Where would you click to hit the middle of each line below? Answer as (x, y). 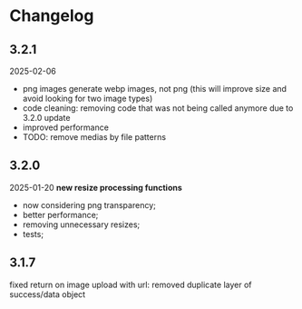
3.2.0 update (46, 118)
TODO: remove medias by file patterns (94, 137)
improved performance (65, 127)
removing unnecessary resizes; (81, 224)
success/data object (48, 294)
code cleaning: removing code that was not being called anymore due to (158, 108)
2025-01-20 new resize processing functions (96, 187)
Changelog (52, 16)
